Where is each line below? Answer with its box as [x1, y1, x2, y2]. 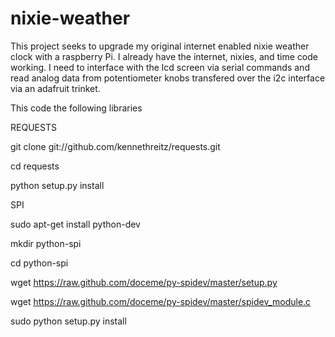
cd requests [10, 160, 60, 172]
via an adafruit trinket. [10, 82, 101, 94]
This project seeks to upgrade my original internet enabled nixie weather [10, 40, 310, 52]
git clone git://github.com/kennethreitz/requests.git [10, 140, 221, 152]
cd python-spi [10, 257, 69, 269]
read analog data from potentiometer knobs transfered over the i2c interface [10, 72, 326, 84]
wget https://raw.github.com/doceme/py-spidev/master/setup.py [10, 276, 278, 288]
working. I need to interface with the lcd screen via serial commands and [10, 61, 310, 73]
